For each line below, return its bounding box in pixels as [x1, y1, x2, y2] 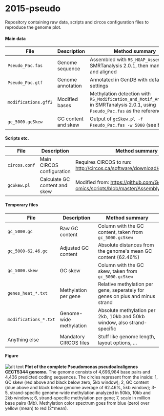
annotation [57, 83, 82, 89]
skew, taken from [98, 267, 138, 274]
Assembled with [89, 56, 127, 63]
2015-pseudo [5, 3, 61, 14]
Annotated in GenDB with [89, 76, 148, 83]
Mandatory [60, 333, 85, 340]
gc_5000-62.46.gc [7, 248, 48, 254]
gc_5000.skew [7, 267, 38, 273]
